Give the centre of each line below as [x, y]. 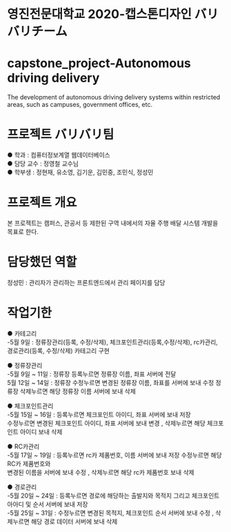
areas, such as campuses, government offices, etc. [80, 105]
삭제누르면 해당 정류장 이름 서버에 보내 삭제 [78, 391]
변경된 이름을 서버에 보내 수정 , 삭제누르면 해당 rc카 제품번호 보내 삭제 [101, 472]
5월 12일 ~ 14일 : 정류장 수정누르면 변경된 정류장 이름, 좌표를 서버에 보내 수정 [111, 382]
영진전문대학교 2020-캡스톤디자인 [99, 14]
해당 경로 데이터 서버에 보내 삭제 [74, 521]
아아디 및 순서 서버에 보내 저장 [48, 504]
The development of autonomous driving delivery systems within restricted [114, 97]
